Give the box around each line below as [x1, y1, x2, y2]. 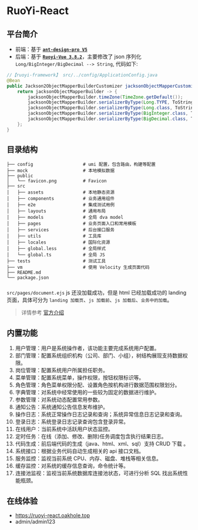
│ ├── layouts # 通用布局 [6, 208, 106, 214]
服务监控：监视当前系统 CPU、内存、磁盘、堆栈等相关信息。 [15, 455, 162, 462]
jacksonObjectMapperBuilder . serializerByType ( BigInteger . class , [28, 111, 189, 116]
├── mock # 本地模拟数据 [6, 168, 115, 174]
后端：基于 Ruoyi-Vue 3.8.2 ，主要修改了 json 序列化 [15, 53, 142, 60]
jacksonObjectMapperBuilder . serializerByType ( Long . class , [28, 105, 173, 111]
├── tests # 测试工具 [6, 258, 106, 264]
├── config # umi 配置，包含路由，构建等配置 [6, 162, 156, 168]
